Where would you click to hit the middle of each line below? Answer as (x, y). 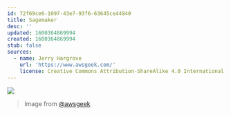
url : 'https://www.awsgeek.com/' (68, 65)
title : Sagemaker (32, 20)
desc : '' (20, 26)
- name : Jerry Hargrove (47, 59)
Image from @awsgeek (57, 103)
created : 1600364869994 (41, 39)
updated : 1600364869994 (41, 33)
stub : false (24, 45)
